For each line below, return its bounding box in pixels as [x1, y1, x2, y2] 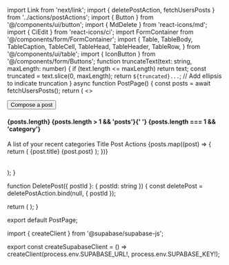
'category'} [7, 124, 41, 133]
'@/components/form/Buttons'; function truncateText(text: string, [7, 57, 192, 65]
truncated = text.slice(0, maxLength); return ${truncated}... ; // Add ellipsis [7, 72, 222, 80]
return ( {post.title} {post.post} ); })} [7, 148, 108, 156]
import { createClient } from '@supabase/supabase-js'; [7, 229, 164, 237]
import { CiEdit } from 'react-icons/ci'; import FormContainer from [7, 28, 194, 36]
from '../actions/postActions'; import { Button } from [7, 13, 154, 21]
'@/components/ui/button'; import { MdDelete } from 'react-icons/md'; [7, 21, 208, 28]
